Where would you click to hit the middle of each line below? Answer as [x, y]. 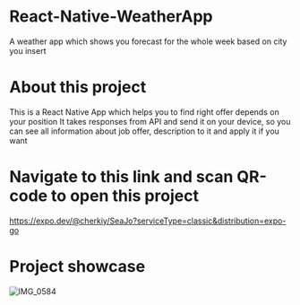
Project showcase [77, 266]
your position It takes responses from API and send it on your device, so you [150, 121]
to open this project [125, 196]
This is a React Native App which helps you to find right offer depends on [144, 112]
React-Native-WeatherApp [111, 17]
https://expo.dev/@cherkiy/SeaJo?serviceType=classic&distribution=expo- [148, 221]
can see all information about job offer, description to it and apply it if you [145, 131]
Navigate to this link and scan [121, 177]
